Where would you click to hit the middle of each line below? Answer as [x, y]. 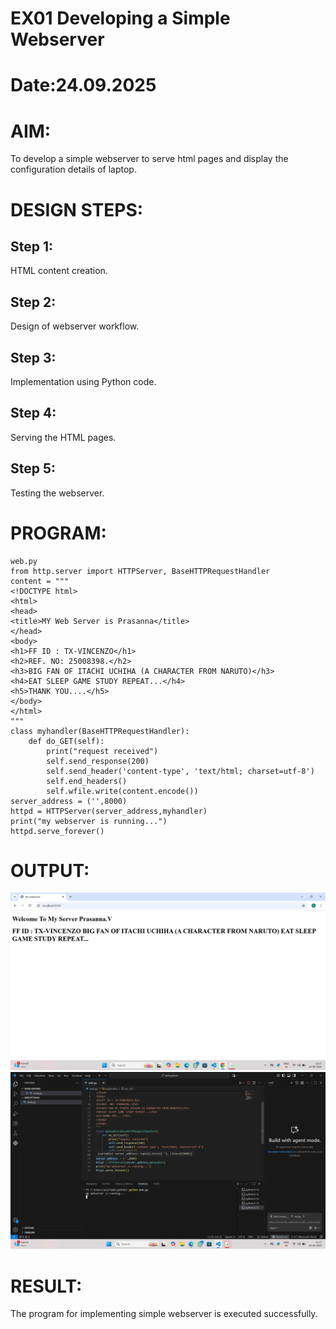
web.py [24, 561]
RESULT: [46, 1286]
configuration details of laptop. [73, 169]
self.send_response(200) [98, 761]
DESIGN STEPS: [77, 209]
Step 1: [32, 246]
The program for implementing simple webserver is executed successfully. [164, 1314]
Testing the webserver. [57, 493]
